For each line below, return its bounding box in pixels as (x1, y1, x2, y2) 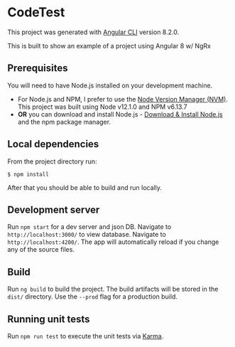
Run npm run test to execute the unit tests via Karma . (7, 332, 164, 340)
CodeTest (7, 4, 65, 21)
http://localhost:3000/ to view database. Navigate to (7, 230, 167, 239)
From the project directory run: (7, 157, 97, 166)
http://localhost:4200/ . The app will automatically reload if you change (7, 237, 219, 246)
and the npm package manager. (17, 117, 111, 126)
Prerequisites (7, 62, 68, 75)
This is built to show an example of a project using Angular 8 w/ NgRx (7, 41, 212, 50)
